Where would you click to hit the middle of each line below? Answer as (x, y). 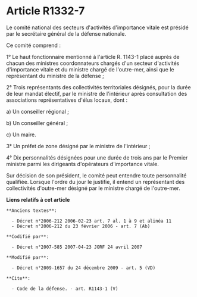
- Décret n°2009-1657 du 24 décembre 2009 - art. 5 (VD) (84, 268)
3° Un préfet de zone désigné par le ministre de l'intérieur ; (78, 146)
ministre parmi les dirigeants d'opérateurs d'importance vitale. (82, 164)
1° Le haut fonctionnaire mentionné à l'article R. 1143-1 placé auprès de (93, 57)
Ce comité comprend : (34, 45)
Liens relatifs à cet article (38, 199)
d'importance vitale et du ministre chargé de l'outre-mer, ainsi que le (90, 69)
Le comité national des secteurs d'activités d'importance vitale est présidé (97, 27)
